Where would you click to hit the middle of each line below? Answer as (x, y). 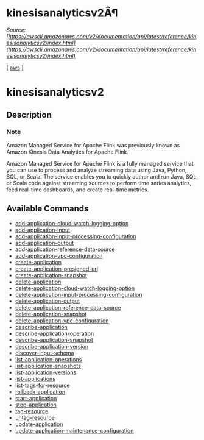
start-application (36, 398)
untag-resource (35, 417)
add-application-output (44, 243)
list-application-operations (48, 359)
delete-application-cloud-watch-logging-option (75, 288)
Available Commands (47, 209)
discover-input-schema (44, 353)
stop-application (36, 405)
